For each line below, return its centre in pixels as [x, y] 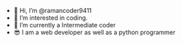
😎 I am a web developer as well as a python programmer [94, 32]
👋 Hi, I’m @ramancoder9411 [53, 11]
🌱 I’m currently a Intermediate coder [65, 25]
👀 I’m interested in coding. [50, 18]
